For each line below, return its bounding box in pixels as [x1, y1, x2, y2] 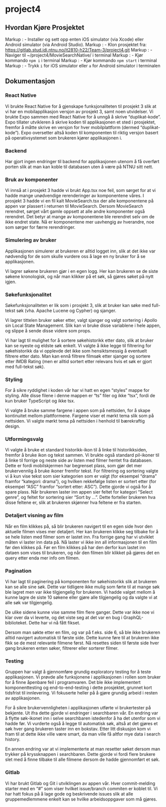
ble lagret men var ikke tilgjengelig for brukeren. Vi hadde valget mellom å [5, 589, 156, 595]
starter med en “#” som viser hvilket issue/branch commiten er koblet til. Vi [5, 785, 158, 792]
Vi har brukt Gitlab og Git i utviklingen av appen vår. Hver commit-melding [5, 780, 156, 786]
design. [5, 423, 21, 430]
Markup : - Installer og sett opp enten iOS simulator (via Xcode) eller [5, 36, 144, 42]
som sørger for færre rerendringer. [5, 224, 76, 230]
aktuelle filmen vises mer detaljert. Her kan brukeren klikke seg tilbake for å [5, 528, 159, 534]
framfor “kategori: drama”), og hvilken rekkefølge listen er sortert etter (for [5, 479, 157, 485]
